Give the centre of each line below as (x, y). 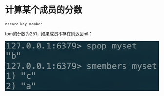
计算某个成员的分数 (44, 10)
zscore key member (24, 24)
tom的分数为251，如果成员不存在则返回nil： (49, 34)
